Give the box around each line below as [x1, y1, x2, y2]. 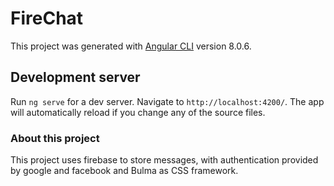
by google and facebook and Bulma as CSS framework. [10, 165, 239, 177]
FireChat [10, 7, 84, 30]
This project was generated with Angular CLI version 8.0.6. [10, 40, 252, 52]
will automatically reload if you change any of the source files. [10, 106, 266, 118]
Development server [10, 69, 141, 86]
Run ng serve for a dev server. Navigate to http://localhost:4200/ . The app [10, 95, 325, 107]
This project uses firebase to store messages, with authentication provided [10, 154, 319, 166]
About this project [10, 131, 100, 145]
